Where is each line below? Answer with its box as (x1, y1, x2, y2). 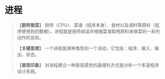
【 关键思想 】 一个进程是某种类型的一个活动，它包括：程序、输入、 (17, 45, 155, 51)
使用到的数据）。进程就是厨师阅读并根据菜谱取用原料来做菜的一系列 (21, 28, 160, 34)
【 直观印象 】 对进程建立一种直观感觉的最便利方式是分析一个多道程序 (17, 62, 159, 68)
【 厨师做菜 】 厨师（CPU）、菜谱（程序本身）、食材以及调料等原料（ (17, 22, 155, 28)
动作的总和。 (17, 34, 44, 40)
